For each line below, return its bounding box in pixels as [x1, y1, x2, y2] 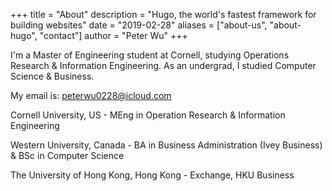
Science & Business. [10, 70, 95, 82]
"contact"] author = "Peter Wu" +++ [39, 30, 188, 41]
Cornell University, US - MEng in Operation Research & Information [10, 109, 286, 121]
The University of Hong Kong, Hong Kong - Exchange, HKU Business [10, 169, 295, 181]
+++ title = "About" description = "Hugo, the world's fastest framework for [10, 9, 317, 20]
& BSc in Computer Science [10, 150, 125, 161]
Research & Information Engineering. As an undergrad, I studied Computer [10, 60, 317, 71]
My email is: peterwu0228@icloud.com [10, 90, 172, 101]
